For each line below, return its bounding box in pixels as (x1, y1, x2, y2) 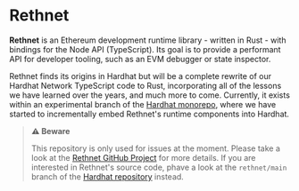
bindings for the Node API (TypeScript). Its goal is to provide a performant (9, 44, 281, 54)
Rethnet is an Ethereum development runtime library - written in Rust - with (9, 35, 287, 45)
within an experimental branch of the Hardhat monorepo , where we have (9, 99, 277, 109)
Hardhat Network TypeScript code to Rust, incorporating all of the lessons (9, 80, 282, 91)
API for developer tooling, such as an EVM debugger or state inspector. (9, 53, 271, 64)
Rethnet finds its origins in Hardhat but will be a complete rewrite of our (9, 70, 272, 81)
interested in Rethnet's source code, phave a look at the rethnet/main (30, 162, 287, 172)
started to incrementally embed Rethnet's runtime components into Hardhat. (9, 108, 290, 119)
